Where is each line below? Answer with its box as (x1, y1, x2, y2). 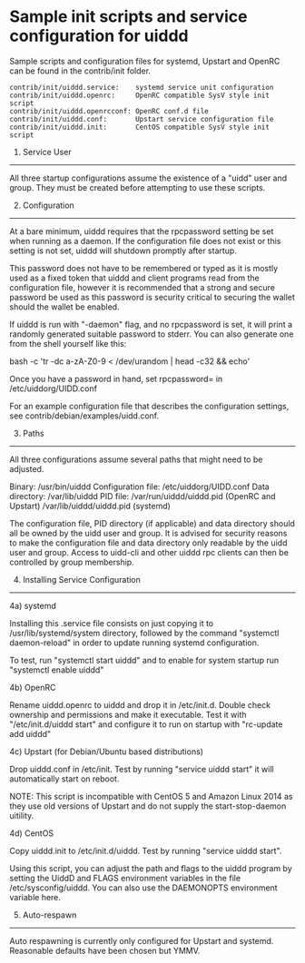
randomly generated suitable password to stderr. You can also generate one (9, 329, 294, 339)
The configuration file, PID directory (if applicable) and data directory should (9, 517, 295, 528)
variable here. (9, 891, 62, 902)
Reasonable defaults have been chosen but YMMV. (9, 945, 201, 956)
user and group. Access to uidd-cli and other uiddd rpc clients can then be (9, 546, 289, 557)
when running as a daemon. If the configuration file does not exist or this (9, 235, 281, 246)
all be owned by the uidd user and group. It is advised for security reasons (9, 527, 288, 538)
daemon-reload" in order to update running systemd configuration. (9, 637, 260, 648)
